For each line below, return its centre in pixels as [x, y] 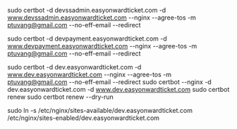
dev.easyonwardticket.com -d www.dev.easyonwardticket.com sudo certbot [119, 89]
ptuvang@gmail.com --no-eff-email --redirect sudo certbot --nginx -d [109, 82]
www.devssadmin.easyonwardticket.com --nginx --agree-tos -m [102, 18]
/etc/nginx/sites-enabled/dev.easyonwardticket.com [84, 118]
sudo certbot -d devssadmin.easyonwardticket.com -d [87, 10]
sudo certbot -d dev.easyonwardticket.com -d [74, 67]
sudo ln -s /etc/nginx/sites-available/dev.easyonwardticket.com [100, 110]
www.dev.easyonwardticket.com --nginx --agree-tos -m [89, 74]
